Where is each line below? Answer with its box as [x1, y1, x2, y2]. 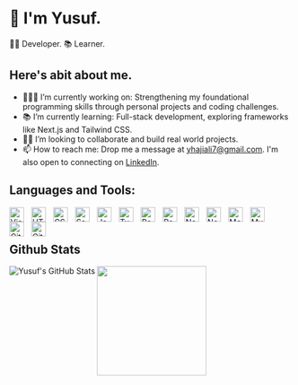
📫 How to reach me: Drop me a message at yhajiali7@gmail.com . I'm [22, 144, 279, 154]
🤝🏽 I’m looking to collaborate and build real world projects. [22, 134, 239, 144]
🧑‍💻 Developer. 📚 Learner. [9, 38, 106, 48]
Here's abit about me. [9, 67, 133, 83]
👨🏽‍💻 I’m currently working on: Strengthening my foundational [22, 92, 250, 102]
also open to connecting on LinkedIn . [22, 156, 160, 167]
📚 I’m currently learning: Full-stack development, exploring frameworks [22, 111, 289, 122]
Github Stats [9, 241, 81, 257]
